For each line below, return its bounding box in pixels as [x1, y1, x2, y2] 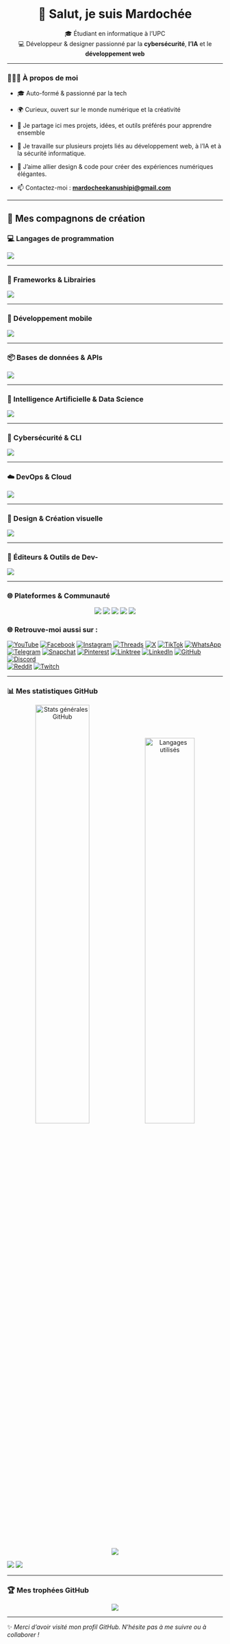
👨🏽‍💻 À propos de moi [7, 73, 79, 82]
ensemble [16, 128, 46, 137]
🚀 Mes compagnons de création [7, 212, 145, 224]
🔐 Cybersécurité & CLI [7, 433, 82, 442]
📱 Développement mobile [7, 314, 92, 324]
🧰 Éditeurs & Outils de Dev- [7, 552, 99, 562]
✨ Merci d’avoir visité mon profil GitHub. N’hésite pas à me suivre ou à [7, 1623, 207, 1631]
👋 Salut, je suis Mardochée [38, 6, 192, 22]
